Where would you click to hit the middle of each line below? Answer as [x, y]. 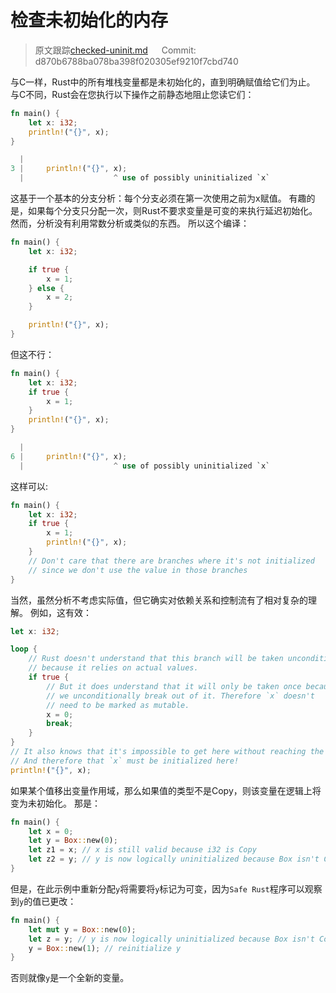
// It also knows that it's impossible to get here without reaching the [167, 752]
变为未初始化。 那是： [55, 803]
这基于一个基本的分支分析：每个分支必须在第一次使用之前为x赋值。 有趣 [158, 198]
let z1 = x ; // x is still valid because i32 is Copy [142, 850]
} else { [46, 288]
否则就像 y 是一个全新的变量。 [70, 978]
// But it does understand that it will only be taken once [174, 686]
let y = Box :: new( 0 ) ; [73, 841]
